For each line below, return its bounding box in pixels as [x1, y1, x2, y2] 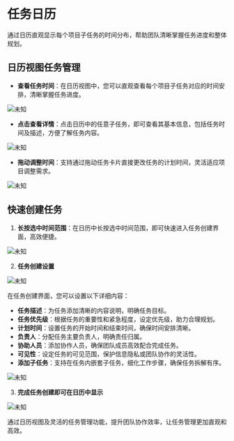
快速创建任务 [7, 204, 63, 216]
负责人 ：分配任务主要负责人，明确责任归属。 [17, 332, 146, 341]
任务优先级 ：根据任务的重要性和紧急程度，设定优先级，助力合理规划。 [17, 314, 219, 323]
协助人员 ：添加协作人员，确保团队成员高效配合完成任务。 [17, 341, 182, 349]
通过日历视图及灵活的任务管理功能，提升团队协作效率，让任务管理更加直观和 [7, 417, 227, 426]
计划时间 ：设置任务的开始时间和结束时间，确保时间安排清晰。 [17, 323, 195, 332]
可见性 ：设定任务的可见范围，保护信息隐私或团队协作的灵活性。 [17, 349, 201, 358]
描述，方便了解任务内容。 [29, 128, 103, 136]
